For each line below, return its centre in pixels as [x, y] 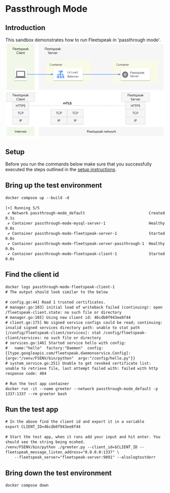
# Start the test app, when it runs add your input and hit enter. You [83, 437]
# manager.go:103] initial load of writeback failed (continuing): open [84, 307]
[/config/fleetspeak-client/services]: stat [53, 333]
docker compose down [27, 485]
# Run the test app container [37, 384]
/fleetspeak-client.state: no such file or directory [64, 312]
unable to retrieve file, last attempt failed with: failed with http [82, 368]
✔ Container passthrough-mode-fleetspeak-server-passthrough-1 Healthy [86, 243]
